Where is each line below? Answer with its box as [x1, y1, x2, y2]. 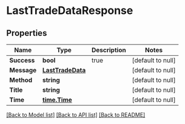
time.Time [42, 95, 73, 104]
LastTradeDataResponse [6, 4, 133, 18]
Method [9, 76, 33, 84]
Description [91, 46, 126, 54]
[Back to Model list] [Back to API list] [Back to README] [6, 111, 146, 119]
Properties [6, 28, 47, 38]
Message [9, 66, 37, 74]
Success [9, 56, 35, 64]
